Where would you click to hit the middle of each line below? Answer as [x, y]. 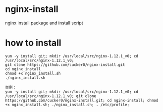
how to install [33, 43]
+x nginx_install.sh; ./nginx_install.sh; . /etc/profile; [67, 105]
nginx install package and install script [44, 23]
